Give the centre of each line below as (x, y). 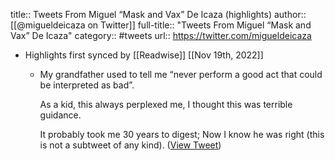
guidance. (60, 115)
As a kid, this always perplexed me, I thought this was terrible (166, 104)
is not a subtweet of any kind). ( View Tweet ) (130, 145)
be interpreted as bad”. (87, 85)
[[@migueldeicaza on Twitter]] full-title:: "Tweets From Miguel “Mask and (161, 25)
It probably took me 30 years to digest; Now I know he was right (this (182, 134)
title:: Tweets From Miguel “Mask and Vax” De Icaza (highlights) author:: (158, 14)
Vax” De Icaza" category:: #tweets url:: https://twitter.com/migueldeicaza (161, 35)
